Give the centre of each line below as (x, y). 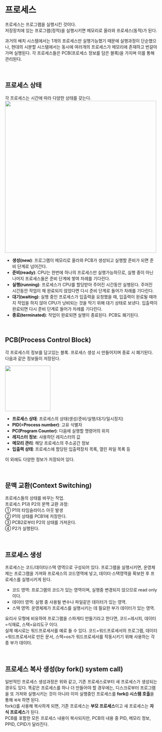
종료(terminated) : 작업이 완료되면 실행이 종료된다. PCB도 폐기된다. (75, 315)
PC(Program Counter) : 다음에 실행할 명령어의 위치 (61, 430)
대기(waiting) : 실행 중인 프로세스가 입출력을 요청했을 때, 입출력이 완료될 (80, 297)
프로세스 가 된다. (25, 712)
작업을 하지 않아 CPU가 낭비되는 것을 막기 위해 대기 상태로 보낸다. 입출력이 (87, 303)
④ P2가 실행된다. (22, 529)
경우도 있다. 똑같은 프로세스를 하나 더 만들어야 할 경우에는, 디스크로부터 (72, 688)
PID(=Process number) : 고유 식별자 (47, 425)
